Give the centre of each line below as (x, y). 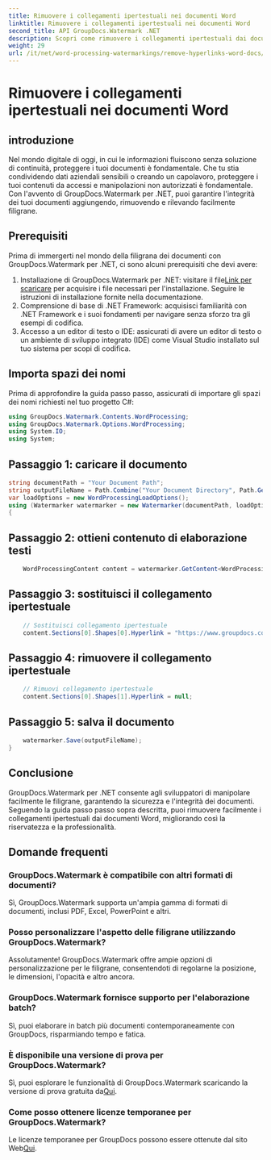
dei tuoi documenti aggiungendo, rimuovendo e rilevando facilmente (122, 202)
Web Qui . (23, 1148)
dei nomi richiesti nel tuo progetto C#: (71, 402)
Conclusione (41, 773)
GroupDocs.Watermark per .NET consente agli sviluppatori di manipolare (129, 792)
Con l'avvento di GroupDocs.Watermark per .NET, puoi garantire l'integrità (132, 194)
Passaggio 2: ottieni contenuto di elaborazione (128, 538)
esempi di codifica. (52, 323)
